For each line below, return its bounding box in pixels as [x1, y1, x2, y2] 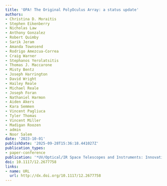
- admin [5, 127, 21, 132]
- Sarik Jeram [5, 40, 35, 45]
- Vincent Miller [5, 118, 41, 123]
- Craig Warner [5, 53, 37, 59]
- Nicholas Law [5, 26, 37, 31]
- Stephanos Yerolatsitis [5, 58, 59, 63]
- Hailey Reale [5, 81, 37, 86]
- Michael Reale [5, 85, 39, 91]
